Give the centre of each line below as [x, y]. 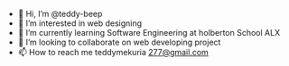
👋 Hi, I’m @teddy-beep [60, 14]
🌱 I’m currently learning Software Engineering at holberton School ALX [149, 33]
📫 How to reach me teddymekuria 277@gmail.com [113, 52]
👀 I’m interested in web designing [80, 23]
